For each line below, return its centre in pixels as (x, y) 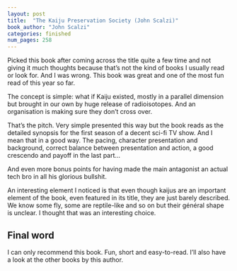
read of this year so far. (41, 83)
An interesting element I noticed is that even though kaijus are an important (117, 190)
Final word (31, 235)
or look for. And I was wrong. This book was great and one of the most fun (116, 76)
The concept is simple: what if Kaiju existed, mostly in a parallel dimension (116, 97)
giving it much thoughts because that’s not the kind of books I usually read (116, 68)
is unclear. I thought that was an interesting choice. (82, 213)
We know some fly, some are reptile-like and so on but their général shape (116, 205)
